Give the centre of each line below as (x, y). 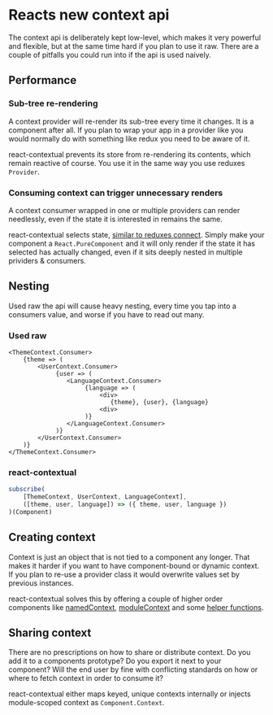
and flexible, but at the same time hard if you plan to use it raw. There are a (134, 46)
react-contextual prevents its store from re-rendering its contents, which (130, 154)
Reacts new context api (89, 15)
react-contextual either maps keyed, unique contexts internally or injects (130, 694)
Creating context (52, 537)
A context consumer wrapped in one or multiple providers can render (124, 210)
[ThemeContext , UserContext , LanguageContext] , (105, 497)
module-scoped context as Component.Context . (87, 703)
